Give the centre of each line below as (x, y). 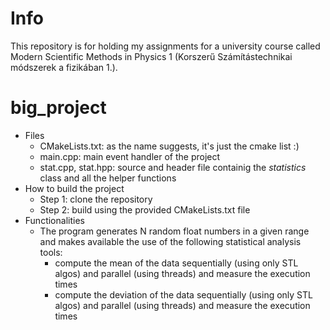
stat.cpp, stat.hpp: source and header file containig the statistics (173, 167)
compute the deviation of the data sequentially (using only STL (183, 294)
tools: (51, 252)
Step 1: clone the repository (96, 199)
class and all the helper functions (108, 178)
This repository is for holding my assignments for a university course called (165, 46)
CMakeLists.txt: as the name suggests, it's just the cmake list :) (169, 146)
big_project (58, 108)
